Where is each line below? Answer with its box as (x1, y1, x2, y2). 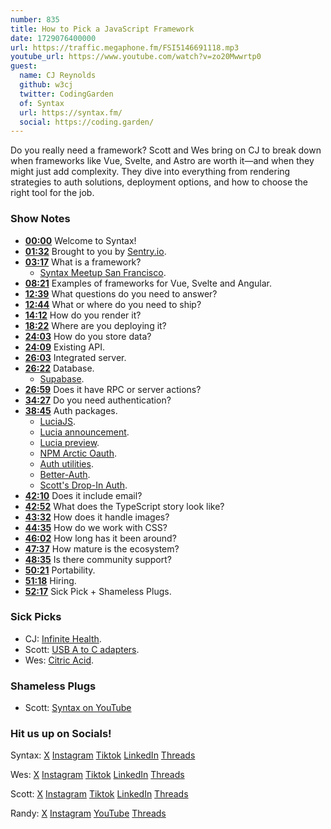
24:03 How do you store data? (24, 330, 152, 342)
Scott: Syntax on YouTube (24, 702, 132, 714)
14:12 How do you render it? (24, 309, 142, 321)
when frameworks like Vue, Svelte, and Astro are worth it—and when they (10, 155, 315, 167)
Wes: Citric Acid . (24, 654, 95, 666)
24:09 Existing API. (24, 341, 106, 353)
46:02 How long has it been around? (24, 532, 177, 544)
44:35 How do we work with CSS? (24, 521, 168, 533)
